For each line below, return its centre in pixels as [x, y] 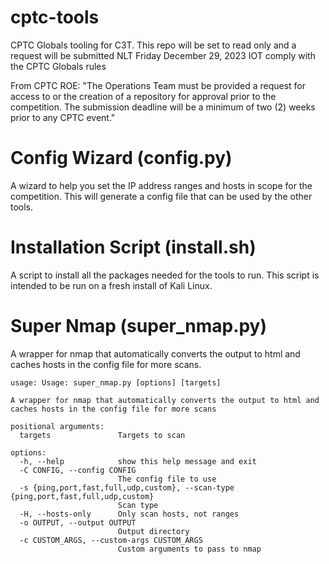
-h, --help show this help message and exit [138, 461]
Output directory [153, 531]
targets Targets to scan [102, 435]
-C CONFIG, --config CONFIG [78, 470]
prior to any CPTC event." [63, 117]
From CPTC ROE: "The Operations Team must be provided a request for [158, 85]
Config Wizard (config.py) [121, 158]
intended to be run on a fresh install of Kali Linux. [111, 285]
